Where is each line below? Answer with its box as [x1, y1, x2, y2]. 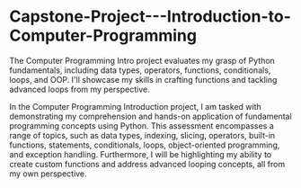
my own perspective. [9, 168, 87, 179]
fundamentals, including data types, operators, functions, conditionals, [9, 65, 271, 76]
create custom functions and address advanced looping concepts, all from [9, 158, 286, 169]
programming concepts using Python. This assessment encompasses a [9, 120, 274, 131]
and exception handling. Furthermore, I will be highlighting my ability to [9, 148, 272, 159]
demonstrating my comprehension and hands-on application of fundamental [9, 111, 292, 121]
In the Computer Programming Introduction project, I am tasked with [9, 101, 262, 112]
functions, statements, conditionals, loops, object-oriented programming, [9, 139, 280, 150]
